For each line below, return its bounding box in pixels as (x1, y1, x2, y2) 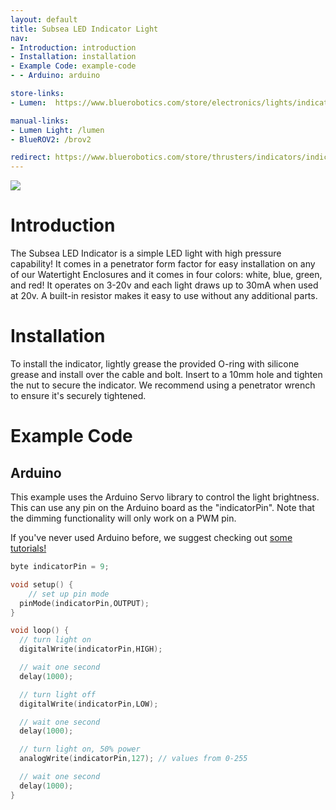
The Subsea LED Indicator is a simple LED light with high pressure (10, 247, 282, 260)
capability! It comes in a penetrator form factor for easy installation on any (10, 258, 316, 270)
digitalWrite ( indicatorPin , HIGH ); (19, 644, 163, 655)
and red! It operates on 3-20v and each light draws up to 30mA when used (10, 279, 319, 291)
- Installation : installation (10, 52, 137, 62)
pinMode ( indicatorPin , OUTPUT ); (19, 598, 150, 608)
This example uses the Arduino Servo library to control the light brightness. (10, 491, 320, 503)
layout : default (10, 14, 78, 25)
